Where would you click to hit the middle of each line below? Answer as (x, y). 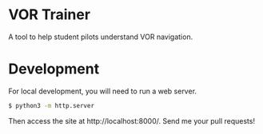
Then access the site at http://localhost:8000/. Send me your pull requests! (132, 120)
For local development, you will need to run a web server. (103, 91)
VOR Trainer (49, 15)
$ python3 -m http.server (51, 105)
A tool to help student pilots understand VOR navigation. (101, 37)
